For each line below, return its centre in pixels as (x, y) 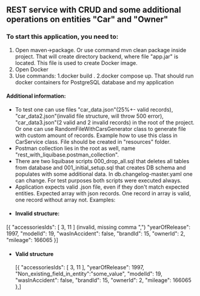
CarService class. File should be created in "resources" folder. (93, 141)
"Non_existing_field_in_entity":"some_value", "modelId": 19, (88, 274)
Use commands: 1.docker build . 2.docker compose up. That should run (104, 76)
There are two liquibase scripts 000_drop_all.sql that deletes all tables (102, 161)
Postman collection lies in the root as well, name (75, 148)
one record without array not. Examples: (65, 200)
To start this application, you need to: (62, 37)
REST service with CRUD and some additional (94, 10)
